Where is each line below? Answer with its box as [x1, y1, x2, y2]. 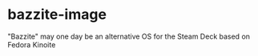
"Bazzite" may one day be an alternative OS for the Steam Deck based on [7, 32, 250, 41]
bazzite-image [7, 6, 107, 24]
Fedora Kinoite [7, 39, 56, 49]
